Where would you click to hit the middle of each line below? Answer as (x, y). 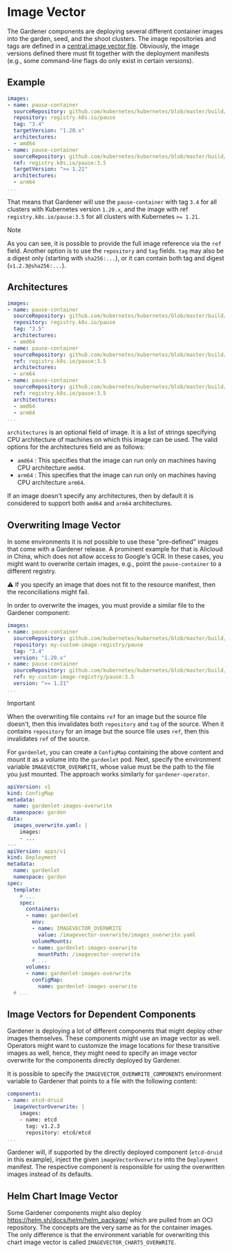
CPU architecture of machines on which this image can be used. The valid (113, 440)
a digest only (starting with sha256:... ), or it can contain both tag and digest (116, 258)
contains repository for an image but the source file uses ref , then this (108, 731)
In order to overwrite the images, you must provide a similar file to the (106, 605)
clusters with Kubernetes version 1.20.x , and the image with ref (98, 209)
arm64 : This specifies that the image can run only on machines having (116, 475)
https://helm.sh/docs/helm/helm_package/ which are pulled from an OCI (110, 1220)
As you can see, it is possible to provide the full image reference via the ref (114, 243)
